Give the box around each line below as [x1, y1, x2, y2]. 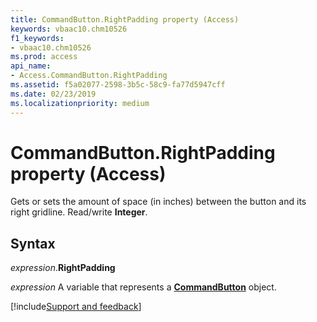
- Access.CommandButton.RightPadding [10, 71, 168, 81]
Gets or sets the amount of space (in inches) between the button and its [10, 196, 307, 208]
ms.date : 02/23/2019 [10, 89, 97, 99]
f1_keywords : [10, 33, 65, 43]
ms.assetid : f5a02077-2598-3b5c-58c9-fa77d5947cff [10, 80, 226, 90]
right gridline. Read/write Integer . [10, 206, 148, 218]
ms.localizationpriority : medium [10, 98, 150, 108]
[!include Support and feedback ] [10, 301, 142, 313]
